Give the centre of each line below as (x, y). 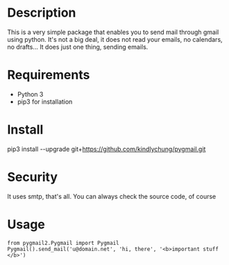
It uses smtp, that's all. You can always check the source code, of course (112, 196)
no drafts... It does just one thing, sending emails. (78, 47)
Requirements (49, 75)
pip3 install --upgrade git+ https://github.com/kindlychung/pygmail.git (107, 149)
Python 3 (30, 94)
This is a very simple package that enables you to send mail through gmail (113, 32)
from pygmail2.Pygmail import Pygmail (63, 243)
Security (32, 177)
